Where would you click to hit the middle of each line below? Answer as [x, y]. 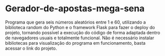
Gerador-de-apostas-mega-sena [75, 9]
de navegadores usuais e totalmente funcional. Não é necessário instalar [80, 38]
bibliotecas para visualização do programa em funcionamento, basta [75, 43]
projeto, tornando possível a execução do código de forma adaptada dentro [83, 32]
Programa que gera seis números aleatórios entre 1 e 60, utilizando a [76, 22]
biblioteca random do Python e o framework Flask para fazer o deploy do [80, 27]
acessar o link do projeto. [31, 48]
